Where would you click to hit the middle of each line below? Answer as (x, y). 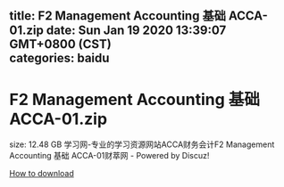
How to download (42, 174)
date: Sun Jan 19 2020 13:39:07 (136, 31)
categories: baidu (59, 58)
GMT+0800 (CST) (60, 44)
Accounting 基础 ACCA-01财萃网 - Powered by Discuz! (109, 156)
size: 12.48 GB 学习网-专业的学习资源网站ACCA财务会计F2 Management (142, 144)
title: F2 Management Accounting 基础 (117, 16)
